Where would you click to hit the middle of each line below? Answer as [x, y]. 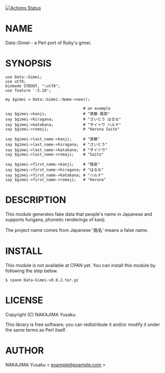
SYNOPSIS [29, 63]
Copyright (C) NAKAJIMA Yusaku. [41, 314]
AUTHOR [25, 350]
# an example [97, 108]
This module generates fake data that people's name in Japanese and [79, 214]
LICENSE [24, 300]
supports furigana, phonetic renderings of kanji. [56, 220]
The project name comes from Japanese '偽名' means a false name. [77, 230]
